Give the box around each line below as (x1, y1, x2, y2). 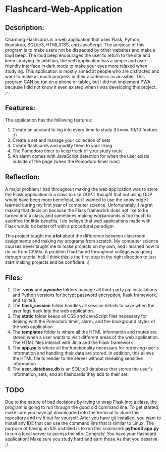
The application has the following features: (5, 117, 93, 123)
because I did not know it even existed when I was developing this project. (5, 84, 157, 90)
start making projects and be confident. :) (5, 259, 90, 265)
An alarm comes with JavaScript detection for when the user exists (12, 153, 150, 159)
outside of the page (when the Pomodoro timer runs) (12, 158, 120, 164)
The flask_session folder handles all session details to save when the (12, 303, 155, 309)
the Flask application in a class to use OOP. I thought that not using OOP (5, 191, 153, 197)
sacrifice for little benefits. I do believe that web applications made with (5, 218, 151, 224)
